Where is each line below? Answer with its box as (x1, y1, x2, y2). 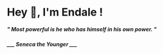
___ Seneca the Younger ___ (7, 41, 78, 48)
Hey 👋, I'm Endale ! (7, 5, 103, 19)
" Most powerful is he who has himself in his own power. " (7, 25, 157, 32)
